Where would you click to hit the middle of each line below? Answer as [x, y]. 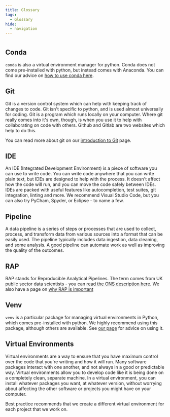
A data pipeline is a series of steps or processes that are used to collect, [81, 229]
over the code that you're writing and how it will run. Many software [76, 362]
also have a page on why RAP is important [49, 289]
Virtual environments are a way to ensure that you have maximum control [82, 356]
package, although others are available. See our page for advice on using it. [84, 328]
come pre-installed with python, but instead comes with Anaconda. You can [84, 70]
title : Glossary [22, 10]
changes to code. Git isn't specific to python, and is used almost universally [84, 109]
